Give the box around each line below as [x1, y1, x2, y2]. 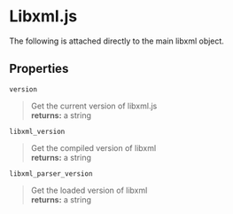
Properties [9, 61, 69, 76]
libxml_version [9, 127, 66, 136]
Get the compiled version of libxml [30, 142, 157, 153]
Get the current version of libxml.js [30, 100, 158, 111]
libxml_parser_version [9, 169, 93, 178]
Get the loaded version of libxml [30, 185, 148, 195]
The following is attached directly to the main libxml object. [9, 36, 224, 46]
